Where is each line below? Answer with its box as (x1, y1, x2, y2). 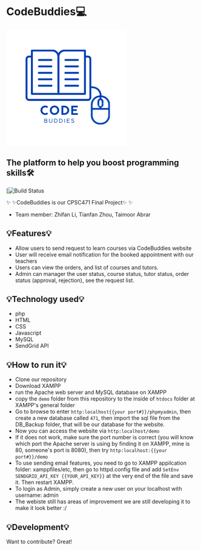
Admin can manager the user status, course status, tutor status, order (15, 270, 189, 277)
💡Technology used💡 (6, 294, 85, 304)
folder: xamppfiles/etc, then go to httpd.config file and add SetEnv (15, 466, 180, 473)
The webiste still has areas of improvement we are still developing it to (15, 498, 191, 505)
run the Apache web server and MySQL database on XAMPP (15, 388, 167, 396)
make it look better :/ (15, 505, 67, 512)
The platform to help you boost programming (6, 158, 180, 168)
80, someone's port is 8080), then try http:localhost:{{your (15, 447, 168, 454)
